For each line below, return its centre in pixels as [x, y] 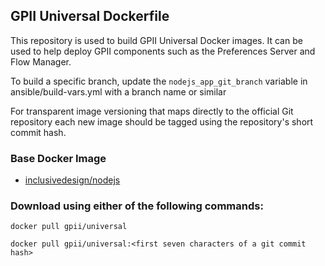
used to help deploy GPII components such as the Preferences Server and [163, 51]
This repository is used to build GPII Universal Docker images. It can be [156, 40]
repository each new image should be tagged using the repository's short [162, 121]
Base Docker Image [58, 158]
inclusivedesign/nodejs [72, 180]
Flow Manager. [41, 61]
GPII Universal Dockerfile [90, 16]
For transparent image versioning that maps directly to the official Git [152, 111]
